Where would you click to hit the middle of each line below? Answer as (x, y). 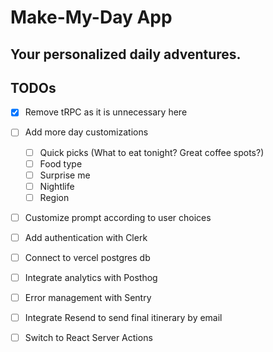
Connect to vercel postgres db (87, 257)
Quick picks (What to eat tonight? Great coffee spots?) (152, 152)
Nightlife (57, 186)
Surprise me (65, 175)
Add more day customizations (86, 132)
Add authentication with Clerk (86, 237)
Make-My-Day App (91, 17)
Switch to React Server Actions (88, 338)
